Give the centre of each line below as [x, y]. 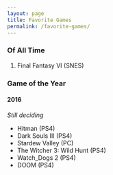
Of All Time [26, 50]
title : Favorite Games [39, 20]
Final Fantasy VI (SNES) [50, 65]
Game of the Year [37, 83]
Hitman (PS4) [36, 128]
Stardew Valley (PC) [45, 143]
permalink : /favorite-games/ [49, 26]
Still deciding [25, 115]
